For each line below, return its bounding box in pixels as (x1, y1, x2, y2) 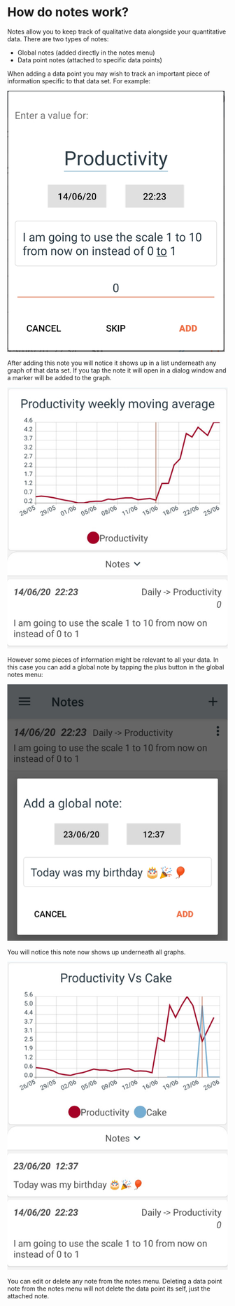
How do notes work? (7, 4, 129, 20)
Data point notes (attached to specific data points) (17, 55, 163, 64)
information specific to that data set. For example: (7, 76, 151, 85)
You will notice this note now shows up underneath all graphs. (7, 947, 186, 956)
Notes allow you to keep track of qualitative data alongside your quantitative (7, 27, 227, 36)
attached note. (7, 1292, 50, 1300)
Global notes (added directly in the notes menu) (17, 48, 155, 57)
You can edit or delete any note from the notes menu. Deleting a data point (7, 1277, 222, 1286)
